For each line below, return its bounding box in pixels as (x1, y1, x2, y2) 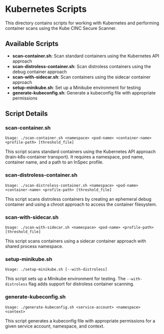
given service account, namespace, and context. (5, 323, 105, 329)
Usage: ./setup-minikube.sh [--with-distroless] (5, 267, 108, 272)
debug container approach (12, 69, 67, 75)
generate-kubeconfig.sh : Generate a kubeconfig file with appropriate (12, 89, 156, 95)
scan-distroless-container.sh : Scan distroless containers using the (12, 63, 151, 69)
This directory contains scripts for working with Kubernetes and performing (5, 20, 160, 26)
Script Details (5, 109, 48, 118)
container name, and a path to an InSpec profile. (5, 159, 104, 165)
